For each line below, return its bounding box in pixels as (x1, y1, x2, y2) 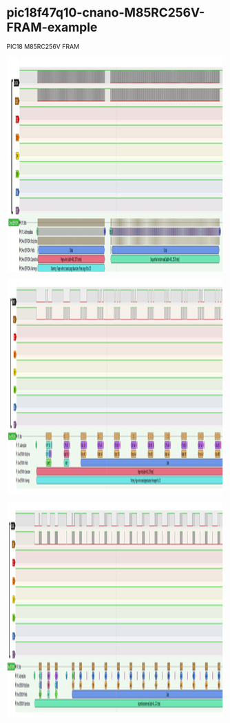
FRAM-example (6, 19, 98, 35)
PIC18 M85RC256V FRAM (6, 42, 80, 50)
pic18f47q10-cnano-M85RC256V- (6, 5, 205, 21)
